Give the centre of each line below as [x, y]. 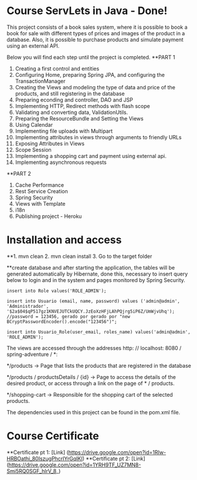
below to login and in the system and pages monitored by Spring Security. [96, 280]
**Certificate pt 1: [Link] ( [38, 452]
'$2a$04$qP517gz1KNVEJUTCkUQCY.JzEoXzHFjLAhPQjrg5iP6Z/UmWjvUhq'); [91, 311]
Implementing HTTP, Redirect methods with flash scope [82, 106]
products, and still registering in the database [70, 93]
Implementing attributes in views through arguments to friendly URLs [98, 137]
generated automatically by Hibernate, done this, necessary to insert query [97, 274]
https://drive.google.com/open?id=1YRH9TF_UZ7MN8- [75, 465]
